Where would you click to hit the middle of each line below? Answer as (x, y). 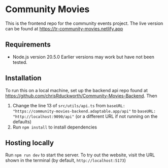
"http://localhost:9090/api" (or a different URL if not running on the (85, 116)
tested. (20, 62)
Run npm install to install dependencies (55, 127)
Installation (23, 78)
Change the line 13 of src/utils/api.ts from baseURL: (69, 105)
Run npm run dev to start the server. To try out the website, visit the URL (80, 155)
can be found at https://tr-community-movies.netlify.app (64, 28)
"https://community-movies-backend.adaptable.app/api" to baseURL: (84, 111)
